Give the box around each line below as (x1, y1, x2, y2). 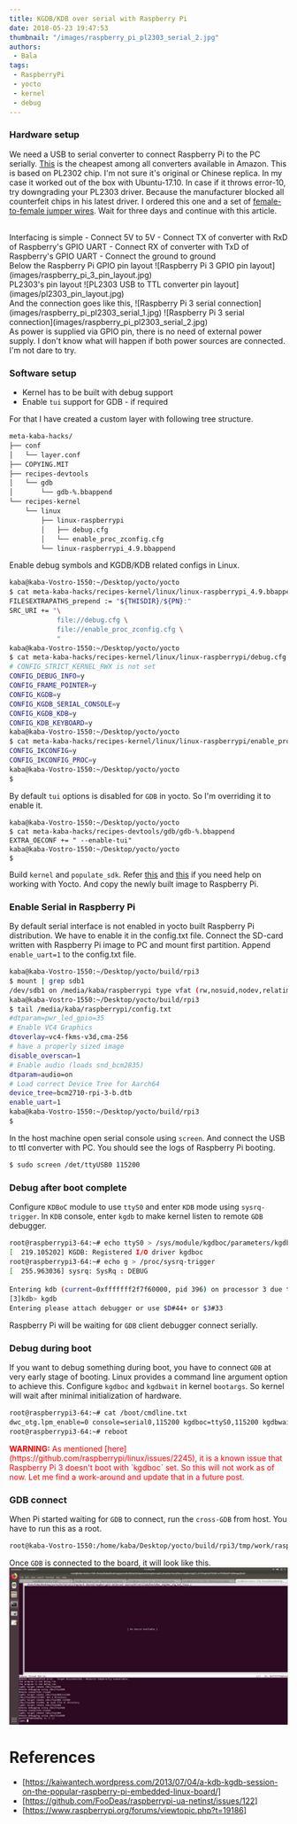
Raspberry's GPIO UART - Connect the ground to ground (9, 251, 217, 261)
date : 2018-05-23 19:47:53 (9, 23, 109, 33)
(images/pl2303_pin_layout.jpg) (9, 288, 125, 299)
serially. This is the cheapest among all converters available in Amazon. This (9, 158, 287, 168)
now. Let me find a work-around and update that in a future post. (9, 1471, 245, 1482)
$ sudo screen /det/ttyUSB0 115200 (9, 1160, 141, 1169)
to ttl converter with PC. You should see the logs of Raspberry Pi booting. (9, 1142, 276, 1153)
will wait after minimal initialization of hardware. (9, 1391, 182, 1401)
